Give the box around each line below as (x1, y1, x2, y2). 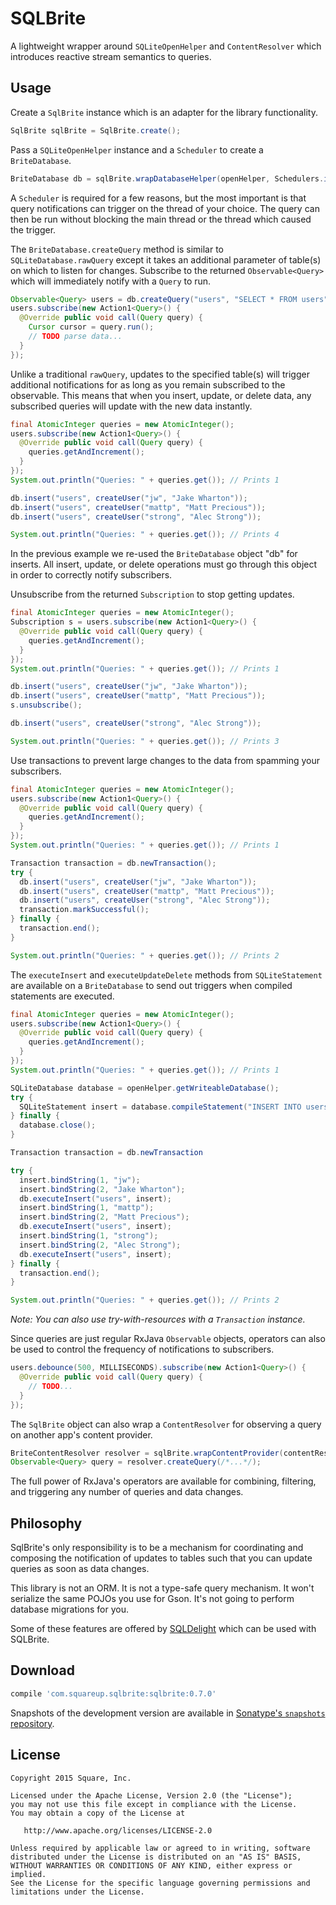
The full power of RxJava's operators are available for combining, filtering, (10, 1475, 317, 1487)
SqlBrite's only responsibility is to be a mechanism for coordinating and (10, 1542, 304, 1554)
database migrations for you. (10, 1603, 130, 1616)
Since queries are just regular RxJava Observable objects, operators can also (10, 1333, 326, 1345)
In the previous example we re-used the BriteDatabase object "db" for (10, 548, 298, 560)
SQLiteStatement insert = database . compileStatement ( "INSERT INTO (19, 1102, 302, 1112)
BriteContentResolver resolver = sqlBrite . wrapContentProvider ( (10, 1448, 284, 1458)
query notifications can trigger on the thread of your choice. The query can (10, 202, 320, 214)
